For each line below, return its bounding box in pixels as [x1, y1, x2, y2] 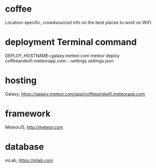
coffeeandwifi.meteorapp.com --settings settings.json [5, 57, 114, 64]
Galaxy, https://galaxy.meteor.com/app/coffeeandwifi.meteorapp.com [5, 91, 145, 97]
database [5, 141, 44, 152]
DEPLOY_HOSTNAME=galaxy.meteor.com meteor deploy [5, 53, 120, 58]
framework [5, 108, 51, 119]
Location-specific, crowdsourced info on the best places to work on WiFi [5, 19, 152, 25]
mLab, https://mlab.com [5, 157, 53, 163]
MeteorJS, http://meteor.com [5, 124, 63, 130]
